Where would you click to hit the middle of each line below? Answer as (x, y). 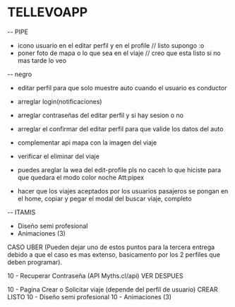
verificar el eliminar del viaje (59, 156)
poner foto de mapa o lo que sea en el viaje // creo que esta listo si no (119, 53)
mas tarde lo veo (42, 60)
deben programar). (35, 262)
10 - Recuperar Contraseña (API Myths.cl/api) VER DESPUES (95, 275)
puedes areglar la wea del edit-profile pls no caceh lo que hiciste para (119, 169)
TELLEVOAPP (48, 12)
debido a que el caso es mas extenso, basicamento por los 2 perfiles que (114, 254)
